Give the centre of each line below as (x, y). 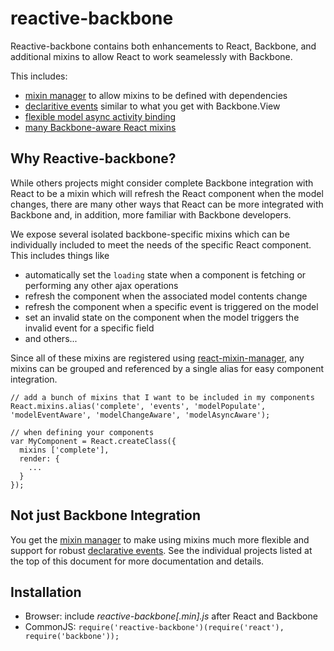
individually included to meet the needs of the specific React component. (161, 244)
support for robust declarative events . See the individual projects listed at (161, 550)
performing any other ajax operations (101, 285)
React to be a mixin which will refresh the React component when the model (167, 193)
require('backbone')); (72, 637)
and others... (51, 338)
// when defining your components (82, 432)
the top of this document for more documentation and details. (137, 561)
